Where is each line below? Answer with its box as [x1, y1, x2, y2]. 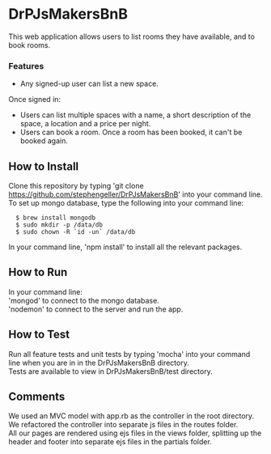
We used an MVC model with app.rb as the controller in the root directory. [8, 411, 255, 421]
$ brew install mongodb [15, 214, 95, 223]
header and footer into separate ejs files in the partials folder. [8, 437, 212, 447]
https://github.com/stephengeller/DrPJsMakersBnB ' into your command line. [8, 189, 263, 199]
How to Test [8, 328, 70, 342]
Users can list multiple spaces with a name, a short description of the [19, 110, 252, 120]
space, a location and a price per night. [19, 119, 151, 129]
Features [8, 60, 44, 71]
